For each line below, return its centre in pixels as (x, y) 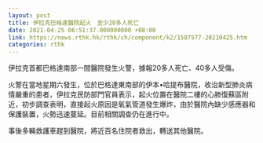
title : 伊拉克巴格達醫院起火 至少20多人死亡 (74, 23)
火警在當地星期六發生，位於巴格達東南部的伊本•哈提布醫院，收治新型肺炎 (127, 85)
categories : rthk (37, 45)
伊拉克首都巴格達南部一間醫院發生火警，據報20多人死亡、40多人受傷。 (124, 68)
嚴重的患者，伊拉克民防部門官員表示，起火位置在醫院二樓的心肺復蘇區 (128, 94)
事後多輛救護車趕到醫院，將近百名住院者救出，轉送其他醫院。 (108, 131)
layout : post (29, 15)
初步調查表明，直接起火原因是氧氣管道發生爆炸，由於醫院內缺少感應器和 (139, 104)
